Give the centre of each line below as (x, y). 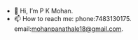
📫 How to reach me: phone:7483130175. (73, 19)
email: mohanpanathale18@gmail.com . (69, 29)
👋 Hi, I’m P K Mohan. (43, 11)
